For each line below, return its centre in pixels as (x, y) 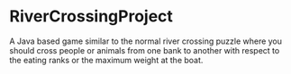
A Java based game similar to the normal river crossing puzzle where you (145, 41)
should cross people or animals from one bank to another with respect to (145, 50)
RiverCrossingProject (91, 16)
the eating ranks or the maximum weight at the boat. (106, 60)
